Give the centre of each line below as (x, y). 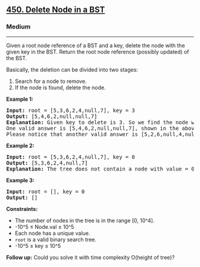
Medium (18, 27)
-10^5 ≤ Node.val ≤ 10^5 (44, 226)
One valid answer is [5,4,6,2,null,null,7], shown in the (93, 128)
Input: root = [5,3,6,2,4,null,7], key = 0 (71, 157)
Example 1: (20, 99)
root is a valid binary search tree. (56, 239)
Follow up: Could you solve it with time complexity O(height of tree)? (90, 257)
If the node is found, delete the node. (60, 87)
